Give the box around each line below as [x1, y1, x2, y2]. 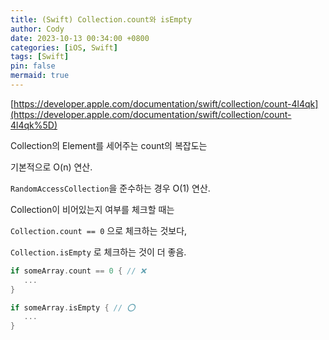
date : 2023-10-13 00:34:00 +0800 [10, 33, 150, 43]
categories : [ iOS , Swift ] [10, 42, 118, 53]
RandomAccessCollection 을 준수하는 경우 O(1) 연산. [10, 182, 211, 194]
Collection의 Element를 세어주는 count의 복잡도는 [10, 139, 208, 151]
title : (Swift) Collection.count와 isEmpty [10, 14, 193, 25]
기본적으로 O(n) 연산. [10, 161, 93, 173]
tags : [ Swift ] [10, 52, 70, 62]
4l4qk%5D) [10, 119, 58, 131]
